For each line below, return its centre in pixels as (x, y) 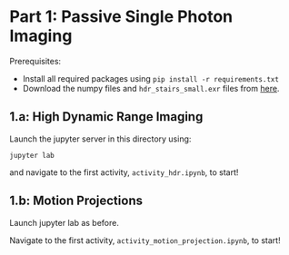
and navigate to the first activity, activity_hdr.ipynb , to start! (124, 172)
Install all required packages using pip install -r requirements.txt (151, 78)
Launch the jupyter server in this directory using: (100, 139)
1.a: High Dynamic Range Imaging (106, 117)
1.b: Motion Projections (76, 201)
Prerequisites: (35, 61)
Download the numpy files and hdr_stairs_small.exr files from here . (151, 88)
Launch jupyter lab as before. (65, 222)
